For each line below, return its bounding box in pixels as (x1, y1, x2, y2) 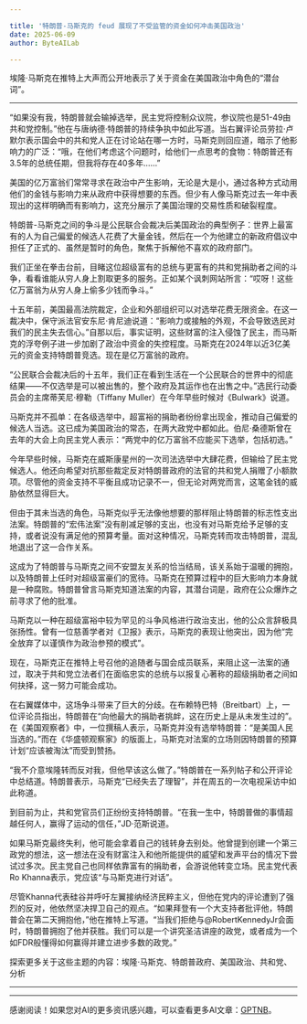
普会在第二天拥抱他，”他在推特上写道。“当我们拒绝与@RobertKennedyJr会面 (9, 914, 294, 925)
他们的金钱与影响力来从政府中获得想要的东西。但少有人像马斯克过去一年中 (9, 188, 290, 199)
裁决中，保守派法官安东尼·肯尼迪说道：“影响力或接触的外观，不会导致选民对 (9, 315, 296, 326)
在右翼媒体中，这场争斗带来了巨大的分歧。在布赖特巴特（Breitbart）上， (9, 699, 282, 710)
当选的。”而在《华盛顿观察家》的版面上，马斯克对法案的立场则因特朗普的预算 (9, 733, 298, 745)
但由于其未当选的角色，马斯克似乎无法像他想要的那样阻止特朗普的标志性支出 (9, 507, 298, 518)
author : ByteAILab (9, 38, 79, 48)
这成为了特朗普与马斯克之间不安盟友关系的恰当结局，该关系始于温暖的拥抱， (9, 561, 298, 572)
